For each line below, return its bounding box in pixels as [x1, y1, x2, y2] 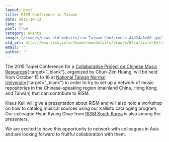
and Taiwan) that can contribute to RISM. [5, 90, 90, 96]
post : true [5, 26, 28, 31]
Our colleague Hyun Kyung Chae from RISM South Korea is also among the [5, 110, 161, 116]
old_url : [5, 40, 24, 45]
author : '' [5, 49, 28, 54]
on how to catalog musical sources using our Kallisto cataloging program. [5, 105, 157, 111]
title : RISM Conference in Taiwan [5, 12, 78, 17]
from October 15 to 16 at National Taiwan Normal [5, 74, 106, 80]
